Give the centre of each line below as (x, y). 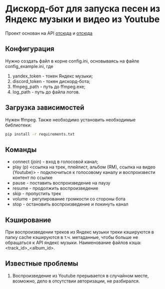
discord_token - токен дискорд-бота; (51, 81)
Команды (21, 150)
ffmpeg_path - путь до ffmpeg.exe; (49, 86)
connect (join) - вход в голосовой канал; (55, 162)
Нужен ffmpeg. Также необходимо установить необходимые (70, 119)
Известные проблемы (42, 264)
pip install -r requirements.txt (40, 134)
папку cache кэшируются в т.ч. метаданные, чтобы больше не (72, 237)
